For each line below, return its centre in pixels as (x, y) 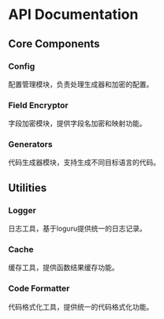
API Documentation (73, 15)
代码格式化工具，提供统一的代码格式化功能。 (81, 306)
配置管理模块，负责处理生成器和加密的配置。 (81, 84)
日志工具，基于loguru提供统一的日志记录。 (78, 229)
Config (22, 66)
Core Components (54, 44)
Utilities (28, 188)
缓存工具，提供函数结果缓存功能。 (63, 268)
